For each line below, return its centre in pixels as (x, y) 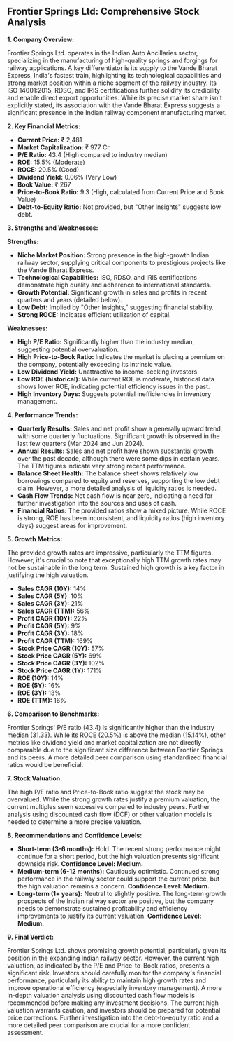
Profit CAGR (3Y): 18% (50, 633)
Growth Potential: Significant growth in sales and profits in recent (112, 292)
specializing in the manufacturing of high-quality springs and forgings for (112, 60)
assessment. (25, 1032)
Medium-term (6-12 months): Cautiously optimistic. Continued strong (118, 871)
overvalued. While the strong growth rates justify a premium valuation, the (114, 799)
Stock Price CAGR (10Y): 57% (61, 648)
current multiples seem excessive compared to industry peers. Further (109, 806)
